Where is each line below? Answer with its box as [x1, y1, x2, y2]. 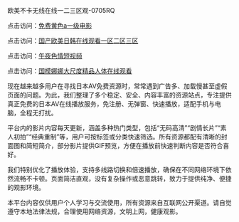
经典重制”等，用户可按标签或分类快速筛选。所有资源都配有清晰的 [31, 132, 222, 141]
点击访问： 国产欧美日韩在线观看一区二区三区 [7, 36, 139, 45]
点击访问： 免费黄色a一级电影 [7, 21, 92, 30]
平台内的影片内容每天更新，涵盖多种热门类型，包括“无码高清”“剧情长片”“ [7, 124, 221, 132]
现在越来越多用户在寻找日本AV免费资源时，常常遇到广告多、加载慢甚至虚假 [7, 82, 228, 90]
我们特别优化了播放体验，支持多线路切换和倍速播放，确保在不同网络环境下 [7, 166, 225, 174]
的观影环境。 [7, 184, 45, 191]
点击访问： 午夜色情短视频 [7, 52, 83, 60]
